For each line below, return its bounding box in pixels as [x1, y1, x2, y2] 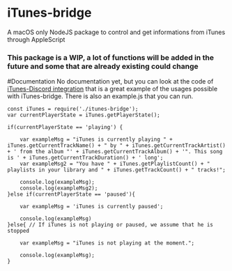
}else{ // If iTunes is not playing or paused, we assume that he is [7, 222, 214, 229]
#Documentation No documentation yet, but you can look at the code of [7, 77, 214, 86]
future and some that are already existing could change [7, 61, 199, 71]
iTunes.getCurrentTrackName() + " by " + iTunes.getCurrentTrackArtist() [7, 142, 226, 149]
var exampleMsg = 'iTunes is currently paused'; [20, 203, 164, 210]
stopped [7, 228, 30, 235]
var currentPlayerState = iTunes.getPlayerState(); [7, 111, 160, 119]
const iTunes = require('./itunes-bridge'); [7, 106, 139, 113]
